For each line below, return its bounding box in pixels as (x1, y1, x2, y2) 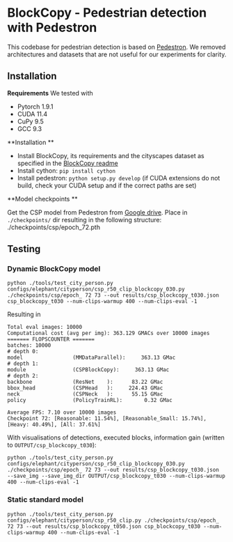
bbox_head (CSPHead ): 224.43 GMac (7, 385, 163, 392)
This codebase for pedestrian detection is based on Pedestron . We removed (7, 42, 226, 51)
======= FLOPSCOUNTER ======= (7, 336, 95, 343)
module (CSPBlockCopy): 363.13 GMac (7, 366, 170, 373)
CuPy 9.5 (17, 117, 44, 125)
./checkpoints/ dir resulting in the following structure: (7, 215, 162, 224)
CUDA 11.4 (17, 109, 48, 118)
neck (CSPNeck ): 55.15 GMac (7, 391, 163, 398)
